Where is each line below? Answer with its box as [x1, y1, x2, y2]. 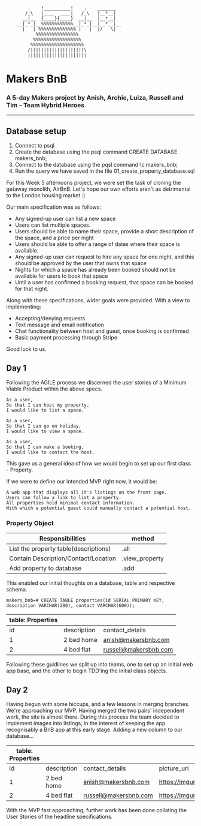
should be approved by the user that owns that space [14, 260, 147, 267]
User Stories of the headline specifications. [6, 813, 113, 821]
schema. [6, 586, 28, 593]
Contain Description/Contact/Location [9, 554, 117, 563]
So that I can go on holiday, [6, 423, 82, 429]
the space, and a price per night [14, 234, 94, 242]
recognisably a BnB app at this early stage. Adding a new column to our [6, 726, 183, 734]
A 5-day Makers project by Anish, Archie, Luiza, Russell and [6, 94, 184, 102]
